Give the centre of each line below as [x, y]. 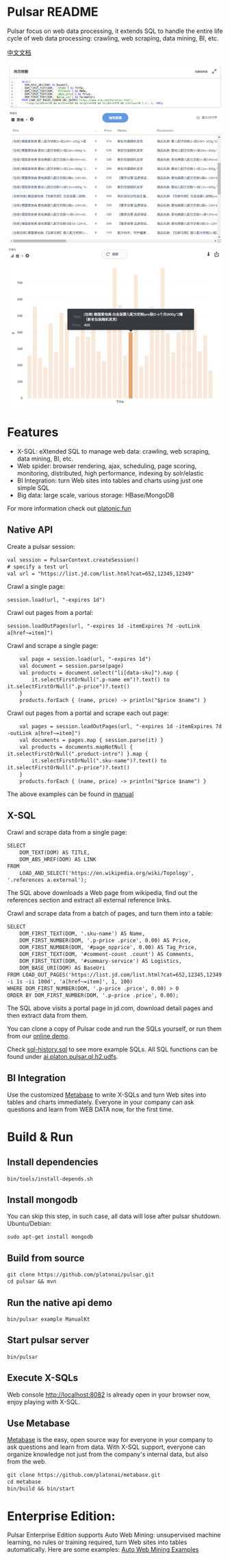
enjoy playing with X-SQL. [44, 1401]
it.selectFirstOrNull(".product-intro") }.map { [78, 754]
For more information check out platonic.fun [69, 509]
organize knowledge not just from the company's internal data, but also [108, 1454]
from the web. [27, 1462]
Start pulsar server [48, 1340]
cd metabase [24, 1482]
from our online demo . [38, 1036]
